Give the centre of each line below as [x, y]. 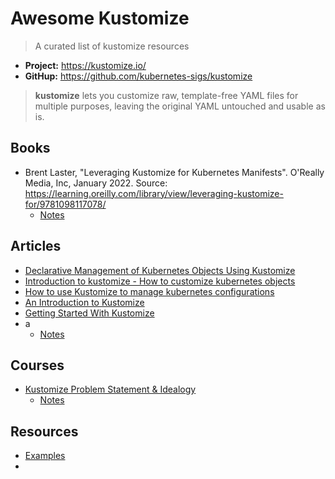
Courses [37, 365]
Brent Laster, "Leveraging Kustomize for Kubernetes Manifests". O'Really [174, 172]
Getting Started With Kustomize [89, 313]
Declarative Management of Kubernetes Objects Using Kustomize [160, 270]
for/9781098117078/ [65, 204]
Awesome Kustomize [100, 18]
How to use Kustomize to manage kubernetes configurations [149, 291]
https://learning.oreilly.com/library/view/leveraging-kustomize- [154, 193]
